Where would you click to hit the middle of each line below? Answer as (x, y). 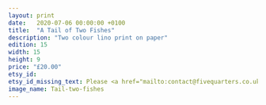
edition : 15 (28, 45)
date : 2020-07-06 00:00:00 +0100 (67, 23)
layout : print (32, 15)
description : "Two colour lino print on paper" (88, 37)
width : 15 (25, 52)
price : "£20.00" (35, 67)
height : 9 (25, 60)
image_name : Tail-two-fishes (56, 89)
